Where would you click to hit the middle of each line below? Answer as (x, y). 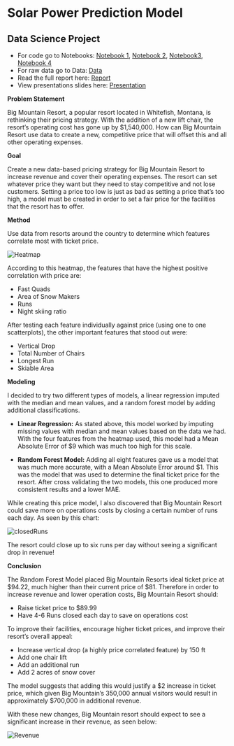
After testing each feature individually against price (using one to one (107, 325)
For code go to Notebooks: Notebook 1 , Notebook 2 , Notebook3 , (110, 55)
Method (19, 220)
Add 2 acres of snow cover (56, 672)
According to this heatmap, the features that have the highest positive (108, 268)
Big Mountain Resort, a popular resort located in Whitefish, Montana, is (109, 112)
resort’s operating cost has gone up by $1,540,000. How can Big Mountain (114, 127)
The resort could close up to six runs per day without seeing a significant (112, 545)
